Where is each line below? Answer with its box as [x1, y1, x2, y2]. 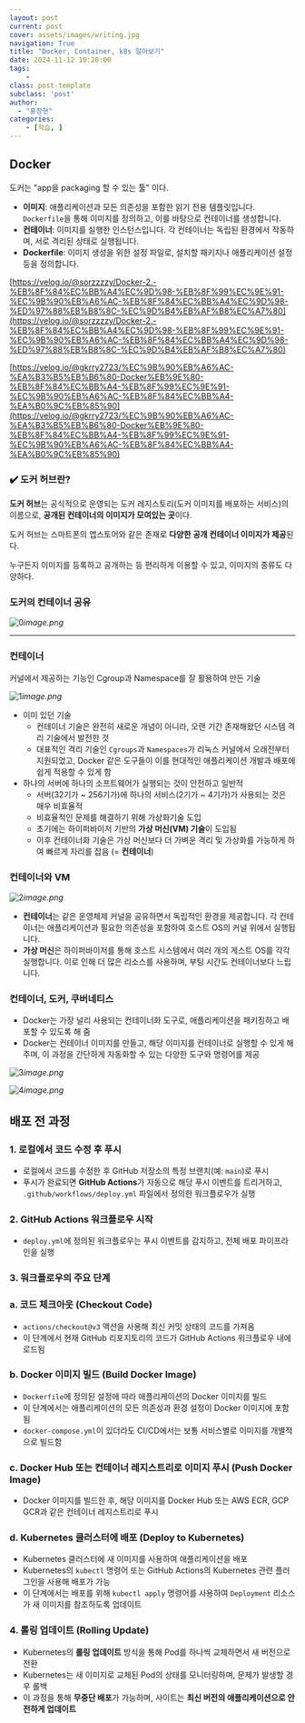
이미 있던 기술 [22, 709, 72, 720]
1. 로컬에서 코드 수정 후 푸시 [9, 1143, 122, 1156]
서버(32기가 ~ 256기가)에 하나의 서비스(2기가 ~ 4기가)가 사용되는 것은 [35, 788, 287, 800]
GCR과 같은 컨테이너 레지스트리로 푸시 [22, 1507, 159, 1518]
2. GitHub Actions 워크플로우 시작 [9, 1213, 153, 1226]
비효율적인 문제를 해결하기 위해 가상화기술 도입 [35, 811, 202, 823]
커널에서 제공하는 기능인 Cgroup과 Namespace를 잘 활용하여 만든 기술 [9, 672, 261, 683]
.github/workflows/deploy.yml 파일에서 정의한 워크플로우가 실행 [22, 1187, 256, 1198]
